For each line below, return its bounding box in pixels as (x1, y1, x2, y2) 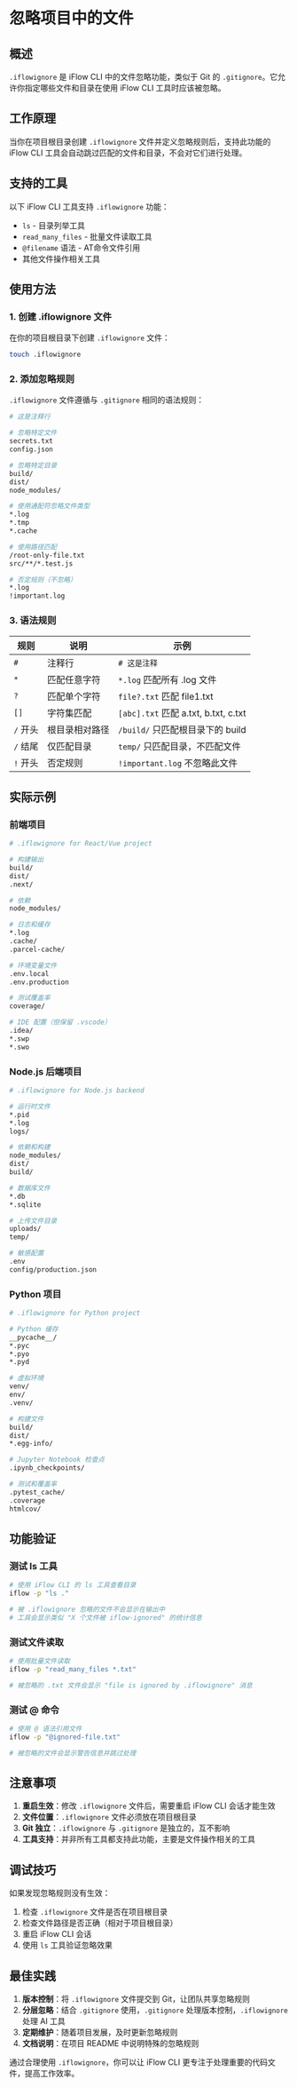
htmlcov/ (9, 1504, 42, 1513)
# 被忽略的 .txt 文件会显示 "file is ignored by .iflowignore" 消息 (9, 1680, 253, 1690)
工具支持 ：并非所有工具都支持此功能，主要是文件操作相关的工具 (21, 1834, 255, 1845)
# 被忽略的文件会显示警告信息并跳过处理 (9, 1749, 137, 1758)
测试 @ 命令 (9, 1703, 59, 1716)
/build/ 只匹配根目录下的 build (118, 723, 246, 735)
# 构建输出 (9, 855, 44, 864)
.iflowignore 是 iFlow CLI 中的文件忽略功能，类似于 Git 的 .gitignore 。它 (9, 72, 278, 82)
